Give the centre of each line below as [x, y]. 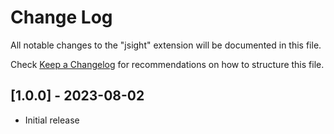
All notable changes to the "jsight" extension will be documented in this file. [166, 45]
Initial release [52, 120]
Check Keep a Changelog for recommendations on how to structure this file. [167, 64]
